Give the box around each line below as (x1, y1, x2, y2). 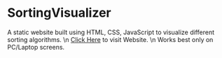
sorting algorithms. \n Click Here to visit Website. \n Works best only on (7, 35, 214, 43)
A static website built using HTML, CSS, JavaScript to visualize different (7, 28, 215, 36)
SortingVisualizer (7, 5, 112, 21)
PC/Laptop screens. (7, 43, 65, 51)
